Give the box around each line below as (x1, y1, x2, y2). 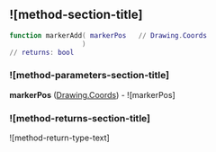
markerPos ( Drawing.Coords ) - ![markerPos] (9, 89, 175, 100)
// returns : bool (9, 48, 75, 57)
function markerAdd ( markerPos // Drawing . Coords (9, 31, 207, 40)
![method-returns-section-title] (9, 112, 151, 124)
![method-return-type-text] (9, 132, 110, 143)
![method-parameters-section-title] (9, 69, 169, 82)
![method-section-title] (9, 7, 143, 22)
